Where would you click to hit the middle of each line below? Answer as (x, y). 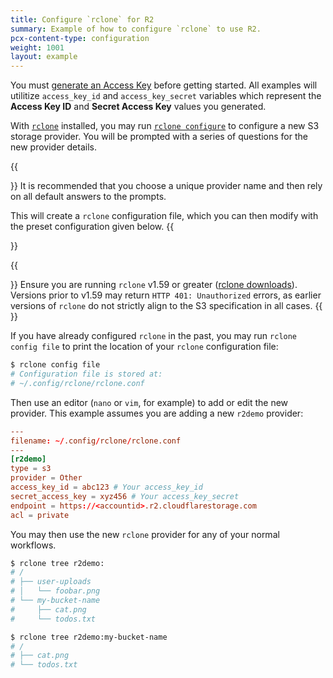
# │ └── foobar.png (55, 591)
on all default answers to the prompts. (88, 197)
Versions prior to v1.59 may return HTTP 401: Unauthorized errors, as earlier (166, 295)
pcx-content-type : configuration (80, 38)
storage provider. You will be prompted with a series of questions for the (159, 137)
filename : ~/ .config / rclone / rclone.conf (96, 441)
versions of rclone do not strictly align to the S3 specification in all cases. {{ (166, 306)
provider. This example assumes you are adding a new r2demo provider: (157, 413)
